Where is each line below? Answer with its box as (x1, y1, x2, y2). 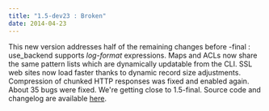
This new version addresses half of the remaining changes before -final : (8, 41, 250, 51)
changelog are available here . (8, 93, 107, 103)
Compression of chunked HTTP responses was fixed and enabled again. (8, 76, 250, 86)
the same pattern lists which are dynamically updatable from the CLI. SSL (8, 58, 253, 69)
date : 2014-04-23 (8, 19, 67, 28)
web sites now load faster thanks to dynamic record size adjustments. (8, 67, 241, 77)
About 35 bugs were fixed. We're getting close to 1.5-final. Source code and (8, 84, 261, 94)
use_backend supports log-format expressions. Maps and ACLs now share (8, 50, 258, 60)
